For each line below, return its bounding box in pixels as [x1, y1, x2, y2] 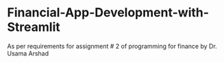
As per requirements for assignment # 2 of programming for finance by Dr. [7, 42, 217, 50]
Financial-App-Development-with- [7, 5, 210, 21]
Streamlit [7, 19, 60, 35]
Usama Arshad [7, 49, 49, 58]
